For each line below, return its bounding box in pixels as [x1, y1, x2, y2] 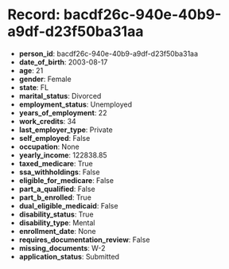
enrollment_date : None [18, 226, 96, 236]
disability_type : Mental [18, 217, 95, 228]
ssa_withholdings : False [18, 167, 100, 177]
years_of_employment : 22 [18, 107, 107, 117]
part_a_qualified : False [18, 184, 96, 193]
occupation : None [18, 142, 80, 151]
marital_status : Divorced [18, 91, 102, 100]
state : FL [18, 82, 49, 92]
